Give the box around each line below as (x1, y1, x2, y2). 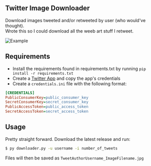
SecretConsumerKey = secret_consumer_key (5, 100, 89, 105)
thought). (5, 23, 25, 29)
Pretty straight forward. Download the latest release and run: (5, 136, 130, 142)
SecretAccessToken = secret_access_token (5, 109, 89, 114)
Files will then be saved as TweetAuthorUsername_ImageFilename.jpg (5, 155, 144, 161)
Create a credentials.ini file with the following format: (12, 80, 127, 87)
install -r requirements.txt (12, 71, 74, 76)
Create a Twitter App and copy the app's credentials (12, 75, 120, 81)
